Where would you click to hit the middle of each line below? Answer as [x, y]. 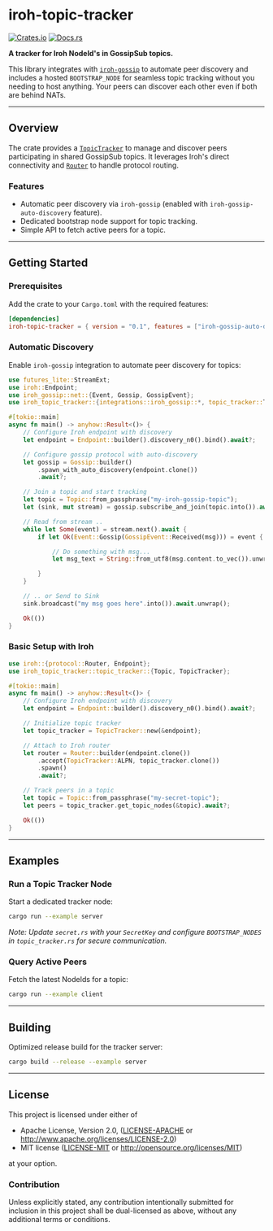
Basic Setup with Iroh [51, 647]
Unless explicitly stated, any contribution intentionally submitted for [121, 1203]
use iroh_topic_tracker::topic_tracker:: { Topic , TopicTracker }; [119, 671]
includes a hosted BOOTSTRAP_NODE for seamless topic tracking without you [132, 77]
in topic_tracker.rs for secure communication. [88, 941]
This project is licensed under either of [73, 1114]
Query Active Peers [48, 962]
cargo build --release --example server [78, 1062]
